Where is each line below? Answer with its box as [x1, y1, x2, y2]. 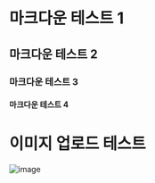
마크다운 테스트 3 [9, 75, 78, 87]
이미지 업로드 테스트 [9, 134, 147, 154]
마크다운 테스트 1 [9, 8, 125, 29]
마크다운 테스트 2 [9, 46, 98, 62]
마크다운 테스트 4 [9, 99, 69, 110]
